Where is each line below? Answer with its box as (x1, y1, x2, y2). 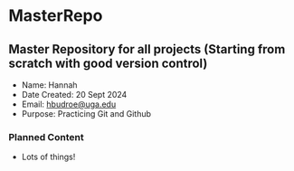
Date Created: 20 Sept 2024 (21, 90, 128, 100)
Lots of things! (21, 151, 76, 163)
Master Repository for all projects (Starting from (8, 42, 286, 57)
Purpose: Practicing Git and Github (21, 109, 151, 119)
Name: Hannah (21, 80, 78, 90)
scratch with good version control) (8, 55, 208, 71)
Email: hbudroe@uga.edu (21, 99, 117, 109)
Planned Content (8, 130, 84, 143)
